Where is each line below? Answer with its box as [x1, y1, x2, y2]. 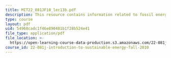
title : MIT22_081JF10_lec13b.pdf [5, 7, 76, 13]
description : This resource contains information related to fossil [5, 12, 154, 17]
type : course [5, 17, 33, 22]
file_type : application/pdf [5, 31, 65, 36]
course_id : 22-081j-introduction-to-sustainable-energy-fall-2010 [5, 45, 149, 50]
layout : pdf [5, 21, 31, 27]
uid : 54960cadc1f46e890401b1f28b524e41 [5, 26, 90, 31]
